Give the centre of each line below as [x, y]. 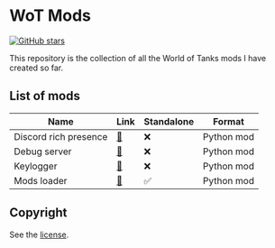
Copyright [38, 213]
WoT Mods [50, 16]
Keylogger [36, 166]
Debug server [43, 152]
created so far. [37, 68]
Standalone [169, 121]
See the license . [39, 234]
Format [229, 121]
